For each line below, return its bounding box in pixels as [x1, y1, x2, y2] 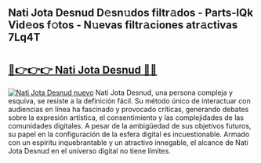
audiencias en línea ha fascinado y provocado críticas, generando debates [8, 105, 249, 114]
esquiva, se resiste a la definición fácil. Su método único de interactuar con [8, 96, 251, 105]
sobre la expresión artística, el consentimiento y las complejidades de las [8, 113, 245, 122]
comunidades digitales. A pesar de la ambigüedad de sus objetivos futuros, [8, 121, 252, 130]
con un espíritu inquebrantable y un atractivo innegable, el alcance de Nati [8, 138, 248, 147]
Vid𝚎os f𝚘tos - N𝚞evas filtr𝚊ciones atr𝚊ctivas [8, 19, 238, 32]
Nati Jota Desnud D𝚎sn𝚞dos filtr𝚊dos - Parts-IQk [8, 6, 253, 20]
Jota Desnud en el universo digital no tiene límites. [8, 147, 171, 155]
